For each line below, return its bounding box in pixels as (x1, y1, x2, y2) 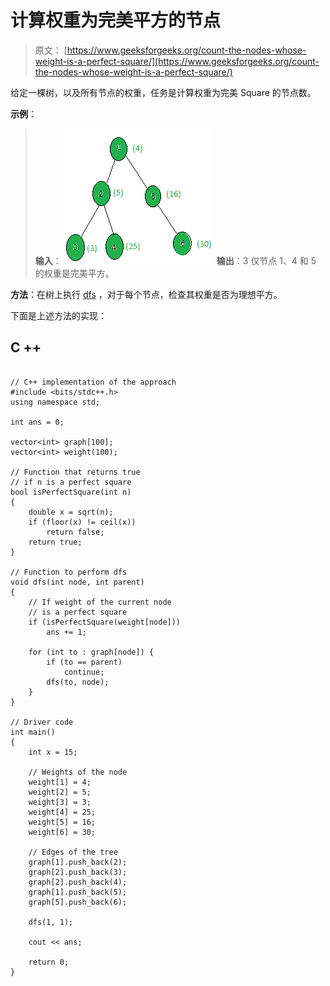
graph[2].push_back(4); (28, 877, 128, 887)
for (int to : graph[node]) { (28, 647, 155, 657)
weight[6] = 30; (28, 827, 97, 837)
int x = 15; (28, 747, 78, 757)
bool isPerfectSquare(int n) (10, 487, 132, 497)
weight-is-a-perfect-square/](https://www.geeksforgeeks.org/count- (34, 55, 320, 67)
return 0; (28, 957, 70, 967)
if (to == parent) (46, 657, 123, 667)
